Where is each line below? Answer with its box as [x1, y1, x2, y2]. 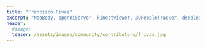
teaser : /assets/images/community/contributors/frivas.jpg [12, 32, 166, 38]
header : [6, 20, 26, 26]
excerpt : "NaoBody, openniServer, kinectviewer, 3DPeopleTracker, [6, 15, 180, 21]
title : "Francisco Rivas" [6, 9, 72, 15]
